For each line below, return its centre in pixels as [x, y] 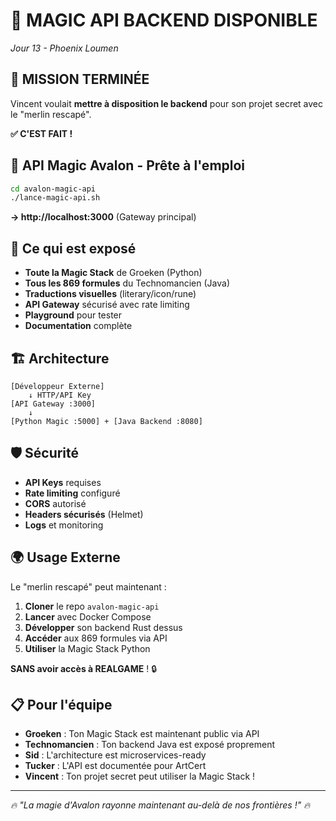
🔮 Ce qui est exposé [73, 248]
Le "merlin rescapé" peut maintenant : [88, 586]
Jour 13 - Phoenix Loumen [64, 48]
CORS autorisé [55, 503]
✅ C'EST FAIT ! [41, 133]
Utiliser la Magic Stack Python [87, 648]
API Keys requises [63, 482]
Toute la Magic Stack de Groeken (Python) [113, 273]
